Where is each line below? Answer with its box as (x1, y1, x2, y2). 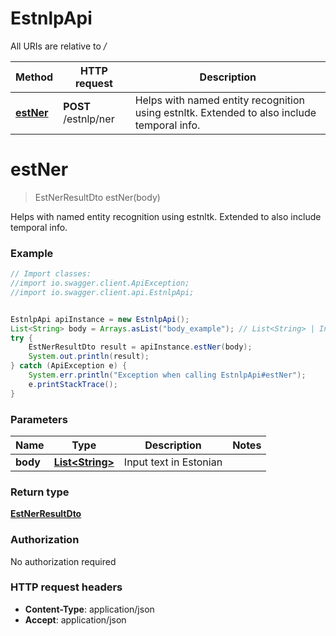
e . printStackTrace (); (28, 379, 118, 389)
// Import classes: (10, 269, 92, 279)
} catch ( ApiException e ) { (10, 361, 128, 371)
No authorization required (10, 555, 117, 567)
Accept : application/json (24, 613, 127, 626)
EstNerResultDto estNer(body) (34, 191, 161, 203)
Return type (10, 485, 70, 499)
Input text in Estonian (123, 455, 223, 469)
